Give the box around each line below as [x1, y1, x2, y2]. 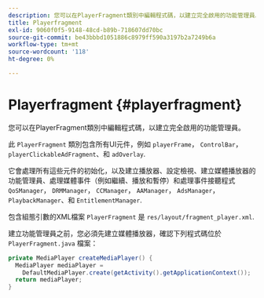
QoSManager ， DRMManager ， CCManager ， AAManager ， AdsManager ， [8, 185, 220, 194]
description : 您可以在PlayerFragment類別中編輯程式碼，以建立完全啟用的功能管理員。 [8, 11, 262, 20]
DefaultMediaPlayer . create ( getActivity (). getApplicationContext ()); [22, 268, 251, 277]
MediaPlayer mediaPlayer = [15, 261, 104, 269]
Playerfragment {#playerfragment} [8, 96, 242, 114]
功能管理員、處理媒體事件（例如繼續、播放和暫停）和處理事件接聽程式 [8, 176, 236, 185]
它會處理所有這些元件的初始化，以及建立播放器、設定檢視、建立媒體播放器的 [8, 165, 256, 175]
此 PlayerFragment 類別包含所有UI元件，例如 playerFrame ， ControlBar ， [8, 139, 243, 149]
